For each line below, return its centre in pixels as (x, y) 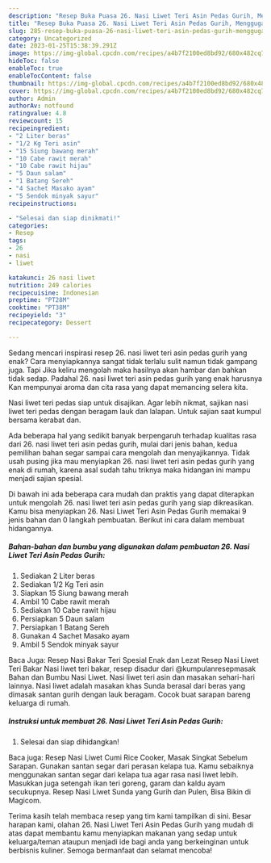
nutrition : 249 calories (50, 285)
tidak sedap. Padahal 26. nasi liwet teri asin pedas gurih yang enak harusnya (135, 378)
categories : (28, 226)
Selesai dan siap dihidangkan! (69, 742)
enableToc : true (35, 69)
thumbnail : (27, 83)
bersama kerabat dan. (45, 420)
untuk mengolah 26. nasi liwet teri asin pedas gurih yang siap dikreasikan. (131, 502)
